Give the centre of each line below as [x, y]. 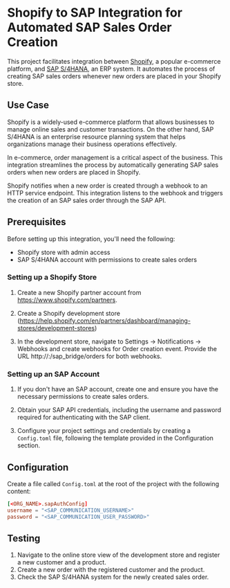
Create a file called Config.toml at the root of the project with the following [113, 483]
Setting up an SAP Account [54, 374]
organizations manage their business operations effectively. [92, 144]
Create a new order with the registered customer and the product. [111, 570]
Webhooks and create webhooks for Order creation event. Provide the [117, 348]
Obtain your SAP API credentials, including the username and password [119, 410]
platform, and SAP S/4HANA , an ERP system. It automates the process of [111, 69]
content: [19, 491]
